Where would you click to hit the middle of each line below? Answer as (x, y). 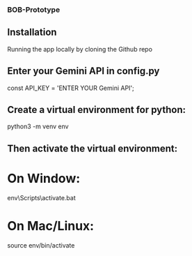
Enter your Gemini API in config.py (83, 71)
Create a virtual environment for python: (97, 110)
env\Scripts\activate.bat (42, 197)
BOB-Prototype (34, 10)
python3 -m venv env (38, 126)
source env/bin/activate (41, 245)
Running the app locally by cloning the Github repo (80, 49)
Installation (32, 32)
